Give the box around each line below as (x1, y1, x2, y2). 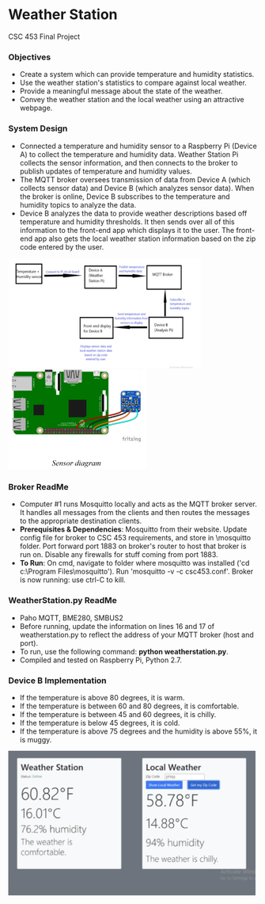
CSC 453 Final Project (8, 32, 81, 41)
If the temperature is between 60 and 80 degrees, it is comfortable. (19, 701, 240, 711)
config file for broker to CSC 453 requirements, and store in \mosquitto (19, 533, 252, 543)
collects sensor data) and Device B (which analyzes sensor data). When (19, 183, 255, 193)
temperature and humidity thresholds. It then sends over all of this (19, 216, 235, 227)
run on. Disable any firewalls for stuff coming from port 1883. (19, 550, 219, 559)
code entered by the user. (19, 242, 104, 251)
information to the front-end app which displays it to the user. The (19, 225, 235, 235)
